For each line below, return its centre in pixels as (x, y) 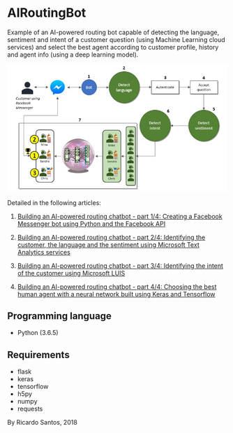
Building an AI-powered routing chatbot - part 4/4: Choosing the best (117, 286)
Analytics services (44, 252)
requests (30, 409)
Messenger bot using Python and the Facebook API (91, 223)
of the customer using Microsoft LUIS (71, 273)
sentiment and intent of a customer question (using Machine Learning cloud (116, 39)
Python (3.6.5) (38, 333)
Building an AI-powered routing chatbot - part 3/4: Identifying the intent (120, 265)
